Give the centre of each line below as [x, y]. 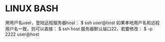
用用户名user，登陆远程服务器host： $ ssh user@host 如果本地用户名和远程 [82, 22]
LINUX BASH [32, 9]
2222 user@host [22, 34]
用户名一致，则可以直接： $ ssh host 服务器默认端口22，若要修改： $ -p [79, 29]
